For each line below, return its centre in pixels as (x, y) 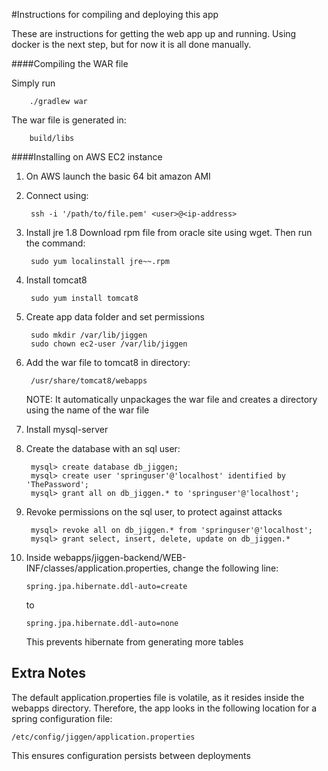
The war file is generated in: (69, 120)
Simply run (33, 83)
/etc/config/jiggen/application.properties (103, 737)
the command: (55, 243)
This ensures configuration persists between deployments (131, 755)
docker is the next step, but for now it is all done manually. (131, 44)
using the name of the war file (87, 410)
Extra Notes (48, 673)
